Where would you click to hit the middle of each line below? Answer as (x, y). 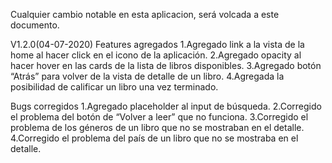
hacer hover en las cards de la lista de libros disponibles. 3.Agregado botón (166, 65)
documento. (35, 25)
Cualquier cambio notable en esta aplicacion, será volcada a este (145, 14)
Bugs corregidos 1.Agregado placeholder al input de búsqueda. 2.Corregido (166, 106)
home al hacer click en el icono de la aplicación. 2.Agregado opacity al (156, 55)
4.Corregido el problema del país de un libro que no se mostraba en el (154, 138)
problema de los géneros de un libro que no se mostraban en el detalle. (157, 127)
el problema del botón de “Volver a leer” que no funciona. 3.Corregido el (159, 117)
